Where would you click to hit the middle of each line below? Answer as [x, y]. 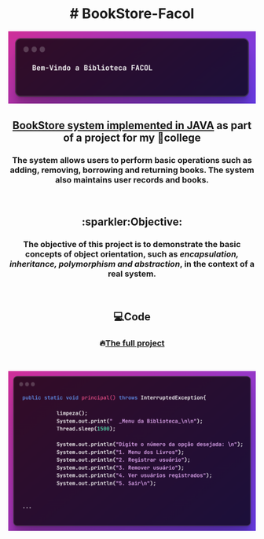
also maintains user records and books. [132, 180]
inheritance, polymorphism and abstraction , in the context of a [132, 264]
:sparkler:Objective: [132, 222]
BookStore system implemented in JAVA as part [132, 126]
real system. [132, 274]
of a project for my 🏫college [132, 138]
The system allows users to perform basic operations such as [132, 161]
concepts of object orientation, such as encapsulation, [132, 254]
